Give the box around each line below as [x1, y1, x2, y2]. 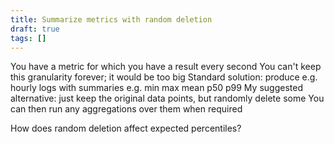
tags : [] [10, 33, 47, 43]
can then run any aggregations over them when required [10, 103, 243, 115]
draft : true [10, 24, 60, 34]
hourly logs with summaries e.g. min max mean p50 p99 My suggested [10, 82, 303, 94]
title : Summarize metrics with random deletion [10, 14, 213, 25]
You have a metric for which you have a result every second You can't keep [10, 61, 322, 73]
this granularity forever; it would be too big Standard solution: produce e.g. [10, 71, 318, 83]
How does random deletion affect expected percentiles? [10, 122, 242, 135]
